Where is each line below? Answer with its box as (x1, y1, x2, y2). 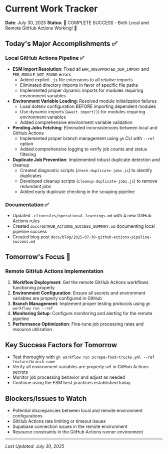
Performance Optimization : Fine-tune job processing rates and (12, 321, 144, 327)
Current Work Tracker (5, 3, 98, 15)
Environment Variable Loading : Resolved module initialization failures (12, 98, 157, 104)
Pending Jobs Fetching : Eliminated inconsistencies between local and (12, 124, 157, 130)
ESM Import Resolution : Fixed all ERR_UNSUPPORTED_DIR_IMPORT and (12, 66, 149, 72)
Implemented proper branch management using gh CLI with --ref (19, 135, 155, 141)
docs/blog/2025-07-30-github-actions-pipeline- (50, 234, 152, 240)
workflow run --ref (12, 306, 53, 311)
